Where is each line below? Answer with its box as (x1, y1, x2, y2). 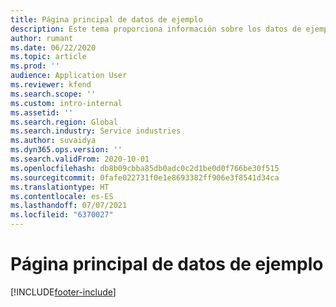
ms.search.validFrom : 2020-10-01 (10, 154, 150, 164)
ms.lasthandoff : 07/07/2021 (10, 201, 128, 211)
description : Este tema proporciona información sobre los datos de (10, 24, 302, 34)
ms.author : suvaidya (10, 136, 97, 146)
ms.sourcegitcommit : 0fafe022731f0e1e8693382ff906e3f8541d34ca (10, 172, 280, 183)
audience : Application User (10, 71, 128, 81)
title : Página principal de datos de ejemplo (10, 14, 203, 25)
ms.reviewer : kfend (10, 80, 92, 90)
